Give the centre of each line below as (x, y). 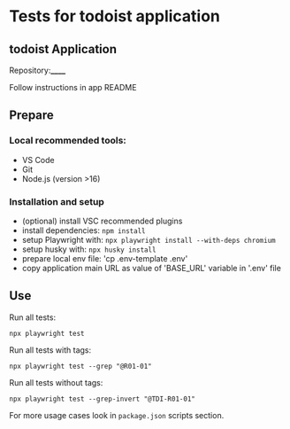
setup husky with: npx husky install (89, 249)
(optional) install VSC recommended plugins (102, 221)
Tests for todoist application (115, 16)
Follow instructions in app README (73, 87)
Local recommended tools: (68, 141)
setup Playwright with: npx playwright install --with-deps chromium (149, 239)
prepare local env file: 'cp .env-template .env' (105, 258)
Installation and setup (57, 201)
